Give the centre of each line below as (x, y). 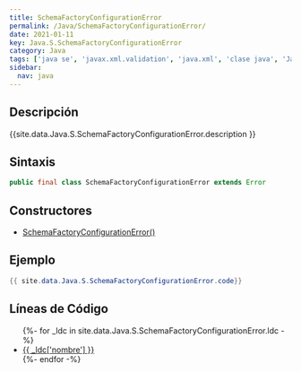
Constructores (51, 210)
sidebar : (26, 68)
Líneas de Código (59, 309)
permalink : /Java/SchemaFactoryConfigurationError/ (107, 26)
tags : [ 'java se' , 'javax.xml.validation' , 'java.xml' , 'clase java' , (144, 59)
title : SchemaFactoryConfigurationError (86, 17)
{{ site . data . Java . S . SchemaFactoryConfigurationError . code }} (126, 281)
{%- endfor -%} (52, 359)
